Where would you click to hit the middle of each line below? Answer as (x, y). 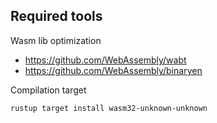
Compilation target (48, 90)
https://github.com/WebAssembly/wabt (105, 60)
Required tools (56, 16)
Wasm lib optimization (56, 40)
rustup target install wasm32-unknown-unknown (109, 108)
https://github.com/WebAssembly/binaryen (113, 70)
